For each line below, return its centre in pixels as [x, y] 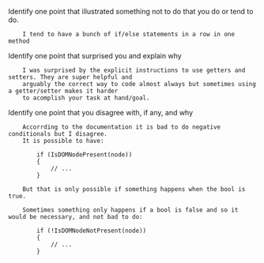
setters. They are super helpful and [70, 77]
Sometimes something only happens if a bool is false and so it [130, 210]
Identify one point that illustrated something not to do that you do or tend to [131, 11]
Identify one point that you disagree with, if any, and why [101, 113]
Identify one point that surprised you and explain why [95, 56]
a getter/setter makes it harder [63, 91]
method [19, 41]
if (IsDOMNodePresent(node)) [85, 155]
